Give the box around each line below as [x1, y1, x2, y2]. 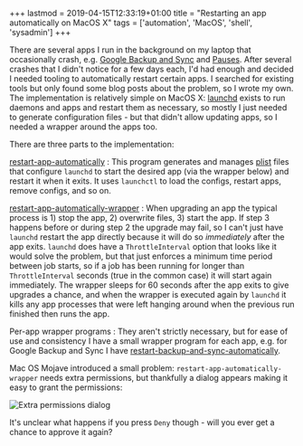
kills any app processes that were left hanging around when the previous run [9, 299, 295, 309]
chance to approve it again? [9, 427, 113, 437]
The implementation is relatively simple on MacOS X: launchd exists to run [9, 92, 286, 103]
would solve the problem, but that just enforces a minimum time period [9, 251, 273, 261]
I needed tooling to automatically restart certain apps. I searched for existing [9, 73, 294, 84]
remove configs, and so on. [9, 185, 111, 195]
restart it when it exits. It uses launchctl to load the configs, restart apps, [9, 176, 282, 186]
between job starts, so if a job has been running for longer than [9, 261, 245, 270]
